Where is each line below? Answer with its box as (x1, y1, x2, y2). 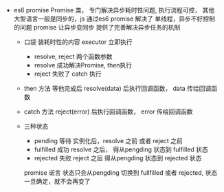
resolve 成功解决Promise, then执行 (34, 61, 133, 69)
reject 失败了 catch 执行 (34, 70, 102, 78)
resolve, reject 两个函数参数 (34, 52, 113, 61)
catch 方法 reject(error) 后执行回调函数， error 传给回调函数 (23, 107, 194, 116)
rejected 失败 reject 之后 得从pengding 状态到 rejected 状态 (34, 154, 202, 162)
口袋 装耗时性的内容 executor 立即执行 (23, 38, 133, 46)
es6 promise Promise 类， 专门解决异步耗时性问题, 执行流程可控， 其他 (13, 6, 215, 14)
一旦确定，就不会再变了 (23, 178, 91, 185)
